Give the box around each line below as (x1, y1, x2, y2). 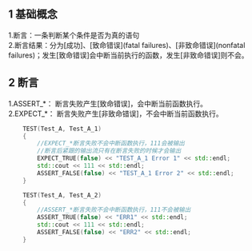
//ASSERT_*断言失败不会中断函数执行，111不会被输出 (37, 206, 191, 214)
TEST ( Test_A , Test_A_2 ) (22, 191, 102, 199)
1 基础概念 (8, 7, 58, 22)
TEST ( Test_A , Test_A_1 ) (22, 125, 102, 133)
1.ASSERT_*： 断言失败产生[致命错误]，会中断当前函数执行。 (8, 98, 208, 108)
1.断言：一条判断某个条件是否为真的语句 (8, 30, 140, 40)
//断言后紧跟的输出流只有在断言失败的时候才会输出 (37, 147, 182, 155)
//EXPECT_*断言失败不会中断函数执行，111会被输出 (37, 139, 186, 148)
